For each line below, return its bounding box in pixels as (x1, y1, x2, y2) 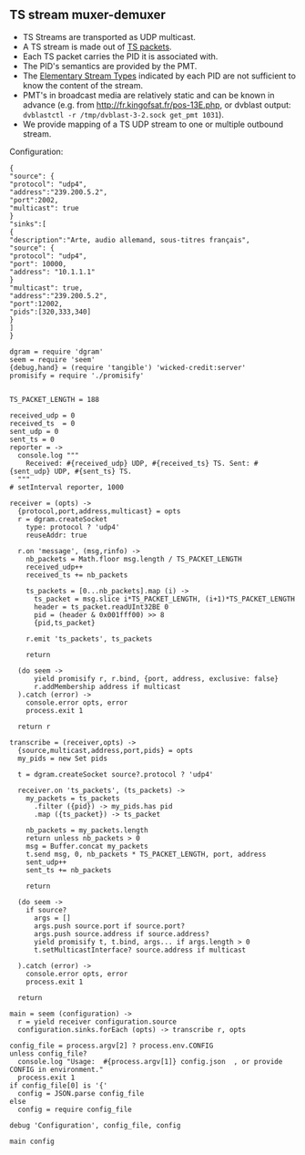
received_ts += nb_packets (25, 570, 128, 580)
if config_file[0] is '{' (9, 1080, 107, 1090)
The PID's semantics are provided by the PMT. (22, 60, 198, 71)
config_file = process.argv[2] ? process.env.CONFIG (9, 1041, 214, 1050)
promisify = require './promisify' (9, 371, 145, 380)
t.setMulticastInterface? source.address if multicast (33, 945, 247, 954)
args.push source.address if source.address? (33, 929, 209, 938)
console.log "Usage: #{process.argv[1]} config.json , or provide (17, 1057, 283, 1066)
